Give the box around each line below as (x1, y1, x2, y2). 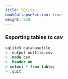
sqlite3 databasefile (5, 45, 51, 50)
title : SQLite (5, 7, 35, 13)
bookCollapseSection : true (5, 12, 62, 17)
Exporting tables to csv (5, 34, 63, 41)
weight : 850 (5, 17, 30, 22)
